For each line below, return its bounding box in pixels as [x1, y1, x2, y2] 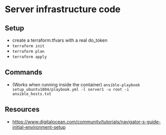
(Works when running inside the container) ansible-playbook [12, 81, 140, 87]
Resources [5, 105, 40, 114]
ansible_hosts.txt [12, 91, 52, 96]
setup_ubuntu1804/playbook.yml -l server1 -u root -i [12, 87, 129, 92]
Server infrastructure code [5, 4, 121, 15]
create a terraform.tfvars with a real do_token [12, 37, 108, 43]
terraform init [12, 44, 45, 49]
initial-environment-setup [12, 124, 66, 130]
